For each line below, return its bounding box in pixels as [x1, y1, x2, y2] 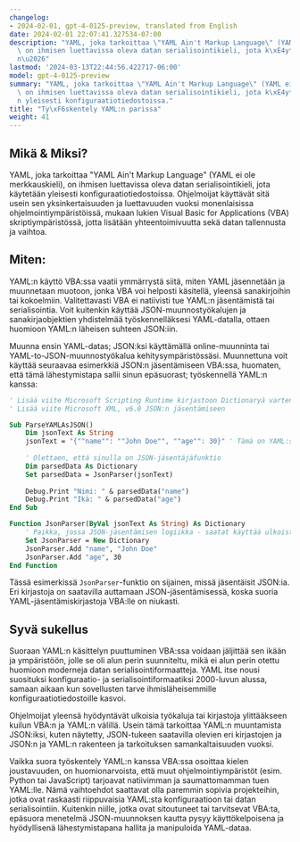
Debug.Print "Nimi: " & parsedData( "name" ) [25, 487, 190, 496]
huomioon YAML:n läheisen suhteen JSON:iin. [9, 323, 179, 334]
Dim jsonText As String [25, 429, 114, 438]
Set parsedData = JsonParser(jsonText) [25, 470, 174, 479]
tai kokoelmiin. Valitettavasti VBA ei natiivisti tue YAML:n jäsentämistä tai [9, 295, 275, 305]
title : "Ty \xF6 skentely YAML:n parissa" [9, 104, 162, 113]
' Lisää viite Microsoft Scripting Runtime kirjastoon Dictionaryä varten [9, 396, 294, 404]
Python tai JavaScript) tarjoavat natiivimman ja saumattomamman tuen [9, 775, 270, 786]
